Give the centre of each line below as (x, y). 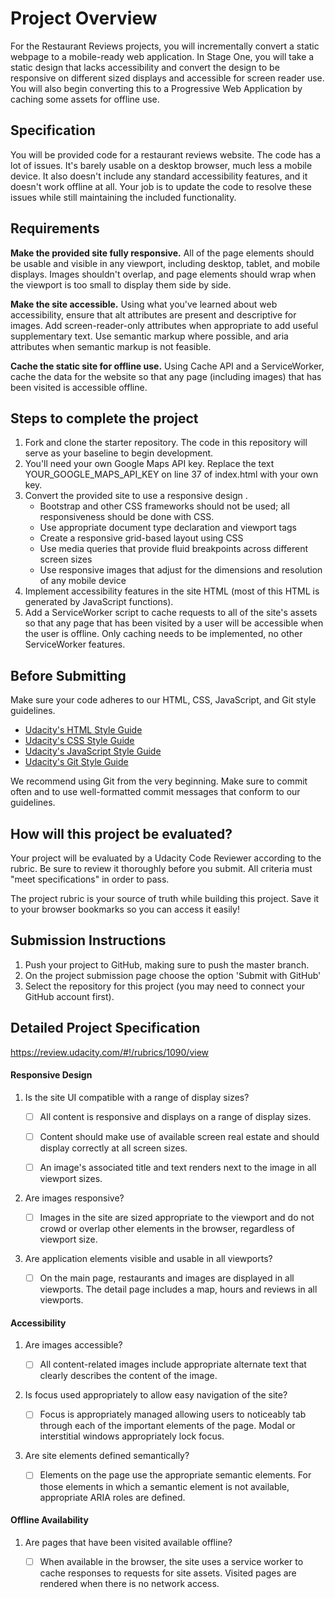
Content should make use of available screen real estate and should (179, 1136)
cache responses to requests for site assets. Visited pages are (168, 1573)
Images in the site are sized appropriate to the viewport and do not (177, 1218)
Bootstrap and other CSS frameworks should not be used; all (164, 506)
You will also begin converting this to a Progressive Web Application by (156, 88)
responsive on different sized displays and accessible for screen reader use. (167, 78)
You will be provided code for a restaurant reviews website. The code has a (166, 154)
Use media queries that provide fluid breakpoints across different (174, 549)
